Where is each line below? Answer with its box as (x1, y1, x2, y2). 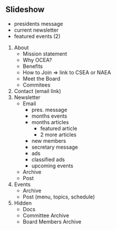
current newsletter (13, 26, 59, 33)
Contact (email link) (13, 87, 61, 94)
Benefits (22, 63, 43, 70)
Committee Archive (22, 212, 70, 219)
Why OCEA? (22, 56, 52, 63)
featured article (40, 125, 77, 132)
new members (31, 137, 67, 144)
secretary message (31, 143, 78, 150)
